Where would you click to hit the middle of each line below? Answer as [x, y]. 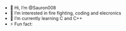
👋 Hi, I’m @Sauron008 [33, 8]
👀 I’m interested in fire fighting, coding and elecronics [66, 13]
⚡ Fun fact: [21, 24]
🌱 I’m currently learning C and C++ [46, 18]
